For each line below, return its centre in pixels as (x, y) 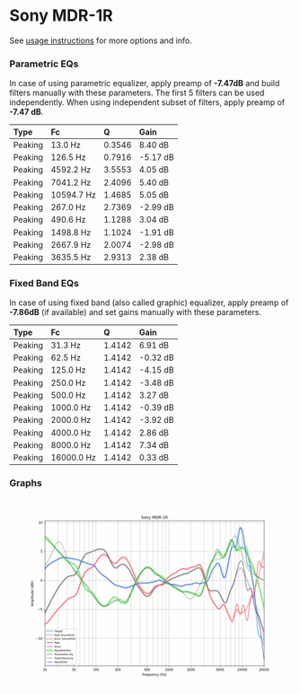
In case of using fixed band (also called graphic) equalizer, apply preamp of (149, 303)
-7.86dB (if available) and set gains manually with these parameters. (136, 312)
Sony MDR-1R (62, 16)
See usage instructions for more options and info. (101, 40)
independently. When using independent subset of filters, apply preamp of (147, 102)
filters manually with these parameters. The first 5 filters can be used (137, 93)
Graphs (26, 483)
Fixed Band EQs (44, 283)
